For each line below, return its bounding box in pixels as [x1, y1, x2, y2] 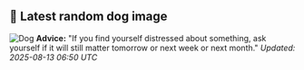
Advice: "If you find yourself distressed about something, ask [35, 32, 267, 43]
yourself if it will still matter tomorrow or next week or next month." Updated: [9, 42, 296, 53]
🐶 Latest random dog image [9, 9, 168, 24]
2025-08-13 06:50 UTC [9, 51, 98, 63]
